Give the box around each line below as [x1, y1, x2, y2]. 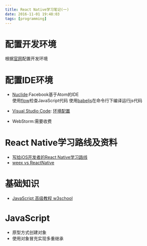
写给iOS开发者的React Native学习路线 [12, 154, 88, 160]
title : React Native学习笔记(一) [5, 7, 69, 12]
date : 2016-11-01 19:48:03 [5, 12, 60, 17]
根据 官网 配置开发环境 [5, 56, 48, 61]
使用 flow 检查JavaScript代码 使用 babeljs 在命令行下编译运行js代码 [12, 98, 143, 104]
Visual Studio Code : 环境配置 [12, 108, 71, 114]
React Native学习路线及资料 [5, 137, 118, 149]
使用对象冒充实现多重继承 [12, 236, 64, 242]
